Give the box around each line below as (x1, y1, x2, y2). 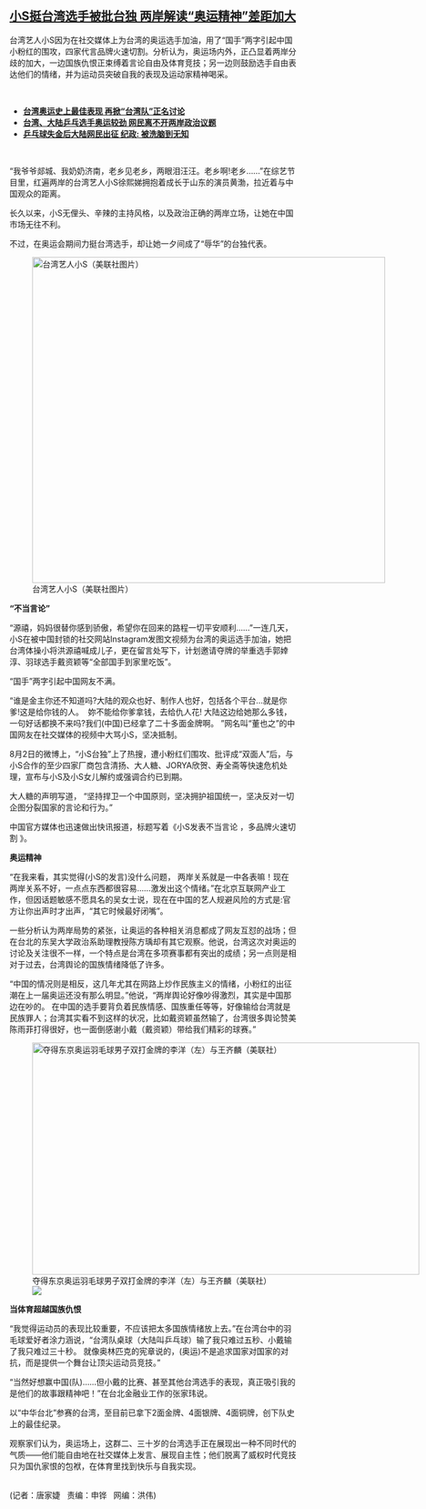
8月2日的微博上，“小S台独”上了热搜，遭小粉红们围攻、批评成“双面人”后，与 (9, 748, 294, 759)
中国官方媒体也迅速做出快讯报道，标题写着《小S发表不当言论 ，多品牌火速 (9, 821, 289, 832)
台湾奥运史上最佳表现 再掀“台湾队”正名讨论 (22, 106, 186, 116)
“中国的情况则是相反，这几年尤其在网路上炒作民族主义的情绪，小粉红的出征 (9, 977, 293, 989)
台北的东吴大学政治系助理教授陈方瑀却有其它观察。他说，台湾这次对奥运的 (16, 936, 297, 947)
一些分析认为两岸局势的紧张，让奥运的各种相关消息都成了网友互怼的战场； (9, 925, 289, 936)
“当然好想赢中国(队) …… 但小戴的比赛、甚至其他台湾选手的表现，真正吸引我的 (9, 1376, 296, 1387)
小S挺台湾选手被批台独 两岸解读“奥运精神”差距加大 (9, 8, 297, 25)
